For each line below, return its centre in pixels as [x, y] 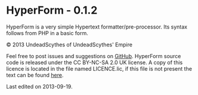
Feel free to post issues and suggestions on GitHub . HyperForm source [94, 56]
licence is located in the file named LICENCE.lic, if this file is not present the [99, 68]
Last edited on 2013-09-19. [39, 86]
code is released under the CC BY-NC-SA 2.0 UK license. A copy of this [95, 62]
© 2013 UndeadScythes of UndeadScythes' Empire [69, 45]
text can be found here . [35, 75]
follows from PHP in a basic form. [47, 33]
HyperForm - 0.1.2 [52, 10]
